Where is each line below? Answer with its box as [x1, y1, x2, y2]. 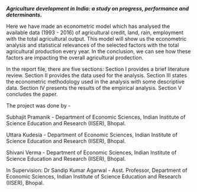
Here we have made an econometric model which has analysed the [6, 23, 170, 30]
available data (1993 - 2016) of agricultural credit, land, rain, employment [6, 29, 183, 36]
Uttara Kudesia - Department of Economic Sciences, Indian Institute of [6, 131, 177, 138]
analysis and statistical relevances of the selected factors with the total [6, 41, 179, 48]
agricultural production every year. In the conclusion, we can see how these [6, 48, 191, 55]
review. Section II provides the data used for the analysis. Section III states [6, 72, 188, 79]
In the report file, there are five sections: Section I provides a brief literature [6, 66, 190, 73]
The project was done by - [6, 102, 71, 109]
